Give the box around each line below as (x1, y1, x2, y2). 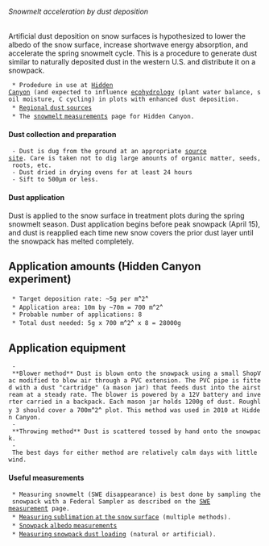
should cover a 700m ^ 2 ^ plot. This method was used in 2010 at (23, 405, 239, 415)
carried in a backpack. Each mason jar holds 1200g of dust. (26, 398, 236, 406)
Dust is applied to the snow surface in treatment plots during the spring (8, 210, 245, 220)
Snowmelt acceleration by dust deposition (8, 6, 149, 16)
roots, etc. (11, 161, 52, 169)
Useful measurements (8, 473, 85, 482)
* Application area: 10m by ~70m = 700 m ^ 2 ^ (11, 302, 163, 312)
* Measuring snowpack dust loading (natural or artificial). (11, 531, 217, 539)
